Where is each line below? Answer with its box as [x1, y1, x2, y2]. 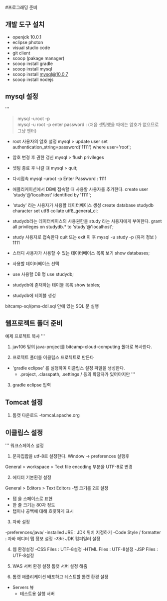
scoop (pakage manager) [12, 55, 65, 61]
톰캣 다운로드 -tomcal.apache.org [12, 412, 80, 418]
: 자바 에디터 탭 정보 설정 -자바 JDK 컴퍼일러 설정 [5, 535, 101, 541]
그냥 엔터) [17, 127, 37, 133]
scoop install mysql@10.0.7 [12, 71, 68, 77]
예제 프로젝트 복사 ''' [5, 333, 45, 339]
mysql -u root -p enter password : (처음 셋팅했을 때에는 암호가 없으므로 [17, 121, 159, 127]
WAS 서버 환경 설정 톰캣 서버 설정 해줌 [12, 563, 88, 569]
